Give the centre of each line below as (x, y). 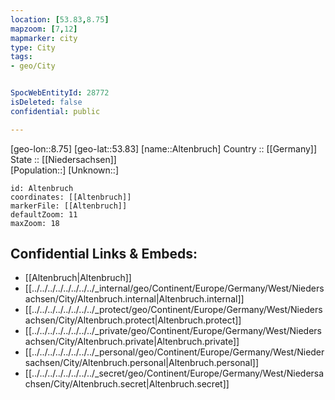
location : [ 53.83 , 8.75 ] (60, 19)
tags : (21, 57)
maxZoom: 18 (35, 223)
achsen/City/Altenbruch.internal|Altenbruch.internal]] (134, 299)
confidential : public (55, 111)
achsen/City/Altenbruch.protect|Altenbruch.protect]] (133, 320)
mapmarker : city (44, 38)
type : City (33, 47)
